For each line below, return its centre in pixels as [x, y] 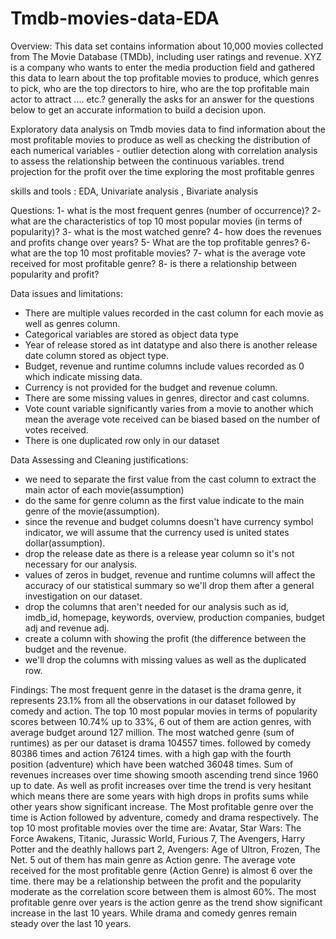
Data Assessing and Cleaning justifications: [99, 459]
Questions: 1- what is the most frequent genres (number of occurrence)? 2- [166, 210]
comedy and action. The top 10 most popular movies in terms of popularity [164, 711]
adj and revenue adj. [67, 628]
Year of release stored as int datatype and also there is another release [171, 344]
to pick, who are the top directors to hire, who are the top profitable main [160, 88]
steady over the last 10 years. [71, 923]
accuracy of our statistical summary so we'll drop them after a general [169, 585]
